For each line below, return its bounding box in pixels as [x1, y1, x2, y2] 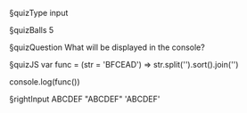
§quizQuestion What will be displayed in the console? [9, 42, 205, 52]
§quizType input [9, 8, 69, 18]
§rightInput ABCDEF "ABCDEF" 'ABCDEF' [9, 93, 161, 104]
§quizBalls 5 [9, 25, 54, 35]
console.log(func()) [9, 77, 80, 87]
